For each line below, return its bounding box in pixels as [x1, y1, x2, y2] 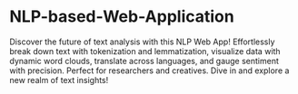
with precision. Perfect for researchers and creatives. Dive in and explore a [9, 65, 290, 76]
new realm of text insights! [9, 74, 109, 85]
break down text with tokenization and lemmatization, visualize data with [9, 45, 281, 56]
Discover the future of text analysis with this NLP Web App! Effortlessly [9, 36, 275, 47]
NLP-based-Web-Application [9, 6, 234, 27]
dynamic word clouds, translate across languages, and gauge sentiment [9, 55, 280, 66]
